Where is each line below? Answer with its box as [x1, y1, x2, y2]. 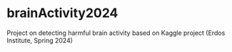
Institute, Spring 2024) [6, 36, 73, 44]
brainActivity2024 [6, 5, 118, 21]
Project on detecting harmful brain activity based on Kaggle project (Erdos [6, 28, 226, 37]
